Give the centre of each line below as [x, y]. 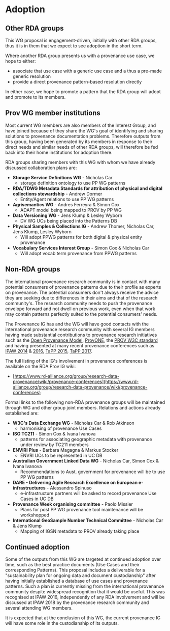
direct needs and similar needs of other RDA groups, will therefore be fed [82, 147]
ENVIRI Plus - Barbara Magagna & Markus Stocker [65, 450]
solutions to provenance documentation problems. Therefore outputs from [83, 136]
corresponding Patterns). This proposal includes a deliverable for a [75, 570]
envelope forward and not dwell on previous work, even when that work [80, 309]
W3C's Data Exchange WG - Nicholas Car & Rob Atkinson [73, 423]
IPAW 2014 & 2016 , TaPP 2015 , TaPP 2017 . [49, 351]
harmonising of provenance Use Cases [61, 428]
